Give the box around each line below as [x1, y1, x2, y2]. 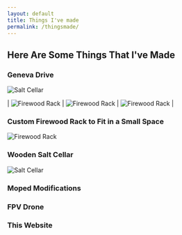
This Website [7, 220, 53, 230]
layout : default [7, 10, 54, 17]
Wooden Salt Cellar [7, 150, 74, 160]
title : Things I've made [7, 17, 79, 24]
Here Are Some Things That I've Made [7, 49, 176, 61]
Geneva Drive [7, 70, 54, 79]
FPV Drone [7, 202, 44, 211]
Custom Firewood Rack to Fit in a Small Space [7, 116, 165, 126]
